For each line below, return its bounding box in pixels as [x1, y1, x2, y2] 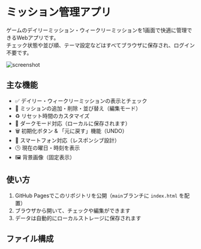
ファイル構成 [6, 233, 54, 244]
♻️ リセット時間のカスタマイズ [14, 112, 90, 119]
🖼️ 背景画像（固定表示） [14, 153, 75, 161]
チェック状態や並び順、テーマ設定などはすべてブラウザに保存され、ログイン [6, 41, 195, 49]
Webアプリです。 [16, 34, 59, 41]
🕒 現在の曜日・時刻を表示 [14, 144, 80, 151]
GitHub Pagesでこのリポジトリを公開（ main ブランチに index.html [14, 192, 178, 199]
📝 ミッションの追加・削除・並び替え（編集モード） [14, 105, 141, 112]
